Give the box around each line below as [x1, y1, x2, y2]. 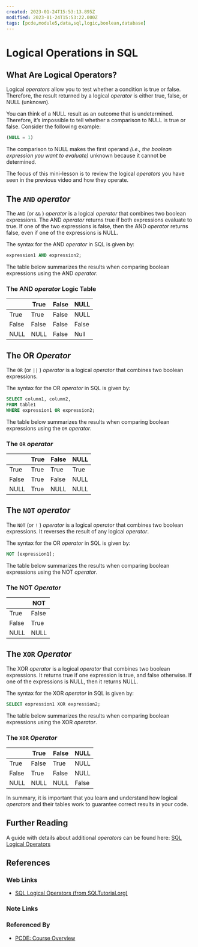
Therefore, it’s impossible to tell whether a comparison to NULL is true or [6, 117, 186, 124]
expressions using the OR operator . [6, 424, 92, 432]
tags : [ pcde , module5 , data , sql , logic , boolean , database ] [6, 20, 146, 26]
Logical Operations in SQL [6, 46, 139, 60]
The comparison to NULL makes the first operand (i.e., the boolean [6, 146, 172, 153]
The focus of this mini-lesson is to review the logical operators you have [6, 170, 185, 178]
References [6, 858, 50, 868]
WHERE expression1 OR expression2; [6, 407, 95, 413]
